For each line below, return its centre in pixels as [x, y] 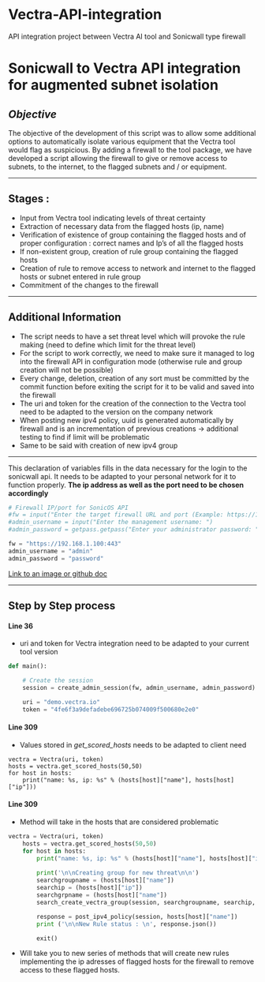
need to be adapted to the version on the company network [116, 411]
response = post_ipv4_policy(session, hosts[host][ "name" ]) [137, 916]
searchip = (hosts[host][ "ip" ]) [90, 888]
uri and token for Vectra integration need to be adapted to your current [134, 643]
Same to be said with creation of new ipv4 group [99, 445]
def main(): [28, 666]
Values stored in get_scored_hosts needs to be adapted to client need [133, 744]
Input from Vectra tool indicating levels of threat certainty [113, 218]
